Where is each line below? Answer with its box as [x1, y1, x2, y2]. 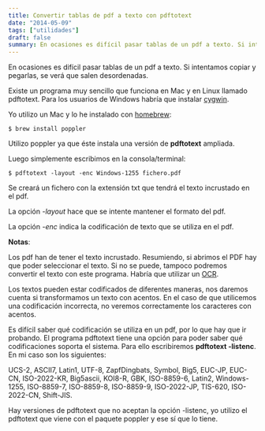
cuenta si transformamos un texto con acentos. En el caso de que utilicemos [8, 293, 257, 303]
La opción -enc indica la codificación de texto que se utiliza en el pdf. [8, 222, 234, 232]
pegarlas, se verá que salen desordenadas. [8, 71, 148, 80]
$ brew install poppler [8, 125, 87, 133]
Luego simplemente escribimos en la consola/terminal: [8, 154, 186, 164]
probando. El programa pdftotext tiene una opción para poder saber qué [8, 333, 243, 343]
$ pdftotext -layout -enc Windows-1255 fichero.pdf [8, 169, 181, 177]
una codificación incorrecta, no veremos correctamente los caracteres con [8, 301, 252, 311]
